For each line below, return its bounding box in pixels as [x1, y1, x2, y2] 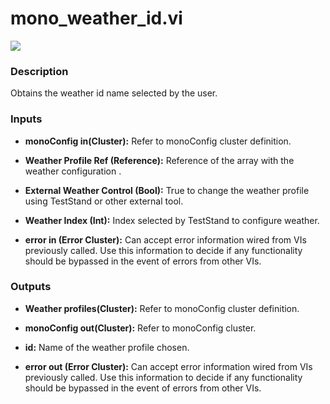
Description [10, 64, 69, 78]
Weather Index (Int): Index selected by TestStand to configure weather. [24, 214, 320, 226]
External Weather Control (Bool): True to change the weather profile [24, 184, 310, 196]
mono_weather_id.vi [10, 7, 183, 30]
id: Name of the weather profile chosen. [24, 341, 190, 353]
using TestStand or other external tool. [24, 195, 184, 207]
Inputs [10, 112, 43, 126]
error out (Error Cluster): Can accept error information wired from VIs [24, 360, 313, 372]
